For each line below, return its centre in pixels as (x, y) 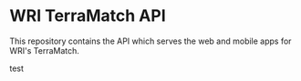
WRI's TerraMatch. (45, 50)
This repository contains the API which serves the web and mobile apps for (150, 41)
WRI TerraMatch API (88, 16)
